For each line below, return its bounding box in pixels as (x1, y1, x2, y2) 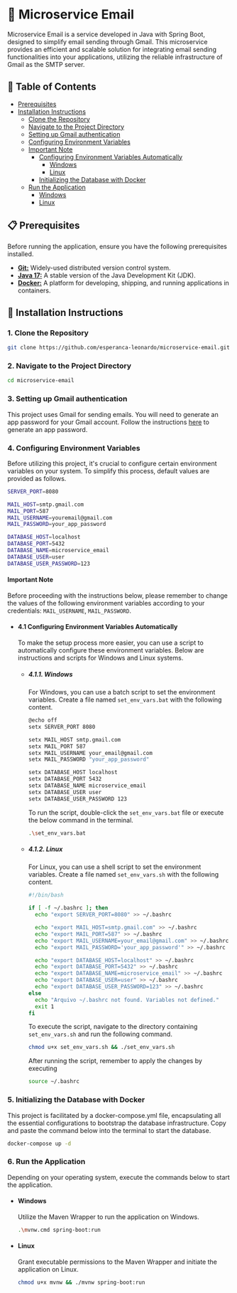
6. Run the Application (7, 1156, 86, 1166)
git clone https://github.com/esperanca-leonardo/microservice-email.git (7, 344, 231, 352)
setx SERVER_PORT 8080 (28, 723, 96, 730)
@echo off (28, 717, 58, 724)
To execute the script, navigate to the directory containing (28, 1023, 198, 1031)
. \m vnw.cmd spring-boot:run (17, 1226, 101, 1233)
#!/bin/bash (28, 892, 64, 899)
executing (28, 1064, 58, 1073)
